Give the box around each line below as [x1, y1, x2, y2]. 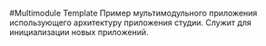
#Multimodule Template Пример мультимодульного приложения [9, 8, 258, 18]
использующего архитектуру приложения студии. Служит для [9, 17, 251, 28]
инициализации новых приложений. [9, 27, 149, 37]
